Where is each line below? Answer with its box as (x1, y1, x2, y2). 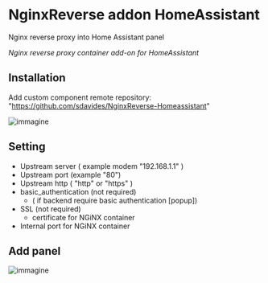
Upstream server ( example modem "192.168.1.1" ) (19, 161, 184, 170)
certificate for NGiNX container (31, 212, 135, 222)
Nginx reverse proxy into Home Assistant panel (8, 32, 165, 42)
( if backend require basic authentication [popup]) (31, 195, 198, 205)
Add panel (8, 244, 61, 258)
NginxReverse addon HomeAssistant (8, 6, 260, 24)
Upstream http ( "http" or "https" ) (19, 178, 134, 188)
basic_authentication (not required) (19, 187, 137, 196)
